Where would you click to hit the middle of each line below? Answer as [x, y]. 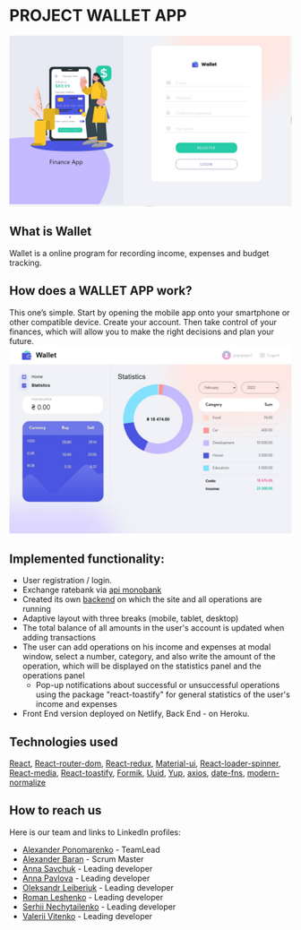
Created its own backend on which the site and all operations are [142, 599]
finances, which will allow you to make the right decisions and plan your [142, 332]
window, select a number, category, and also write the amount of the [149, 657]
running [37, 609]
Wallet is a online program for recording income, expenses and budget [139, 253]
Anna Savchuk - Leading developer [87, 868]
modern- [263, 773]
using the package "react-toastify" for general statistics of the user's [163, 694]
